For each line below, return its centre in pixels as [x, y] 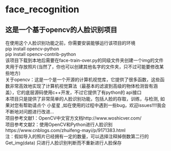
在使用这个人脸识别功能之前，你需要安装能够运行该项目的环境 [70, 43]
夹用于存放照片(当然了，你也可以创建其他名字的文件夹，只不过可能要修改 [82, 67]
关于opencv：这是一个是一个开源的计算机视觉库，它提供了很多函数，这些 [83, 80]
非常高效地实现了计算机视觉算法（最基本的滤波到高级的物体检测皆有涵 [83, 86]
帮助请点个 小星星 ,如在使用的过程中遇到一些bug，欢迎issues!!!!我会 [94, 105]
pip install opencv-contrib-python [41, 54]
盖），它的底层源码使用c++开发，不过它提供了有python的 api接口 [73, 92]
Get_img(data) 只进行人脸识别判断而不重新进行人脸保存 [63, 143]
